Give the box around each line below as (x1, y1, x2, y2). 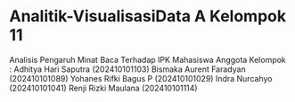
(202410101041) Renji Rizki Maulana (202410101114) (9, 82, 198, 93)
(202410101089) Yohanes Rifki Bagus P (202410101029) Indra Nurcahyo (9, 73, 273, 83)
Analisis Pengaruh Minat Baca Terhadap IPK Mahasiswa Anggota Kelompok (9, 54, 287, 65)
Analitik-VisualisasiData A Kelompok (9, 6, 287, 27)
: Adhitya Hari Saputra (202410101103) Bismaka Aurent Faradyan (9, 64, 247, 75)
